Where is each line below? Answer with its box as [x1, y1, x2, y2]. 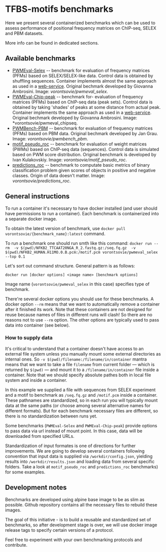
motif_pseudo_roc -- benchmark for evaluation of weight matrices [12, 141, 147, 147]
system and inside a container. [5, 377, 68, 383]
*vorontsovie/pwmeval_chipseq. [12, 120, 78, 126]
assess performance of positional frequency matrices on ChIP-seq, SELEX [5, 25, 157, 31]
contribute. [5, 542, 28, 548]
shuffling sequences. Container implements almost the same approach [12, 78, 157, 84]
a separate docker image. [5, 216, 57, 222]
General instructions [5, 192, 70, 201]
